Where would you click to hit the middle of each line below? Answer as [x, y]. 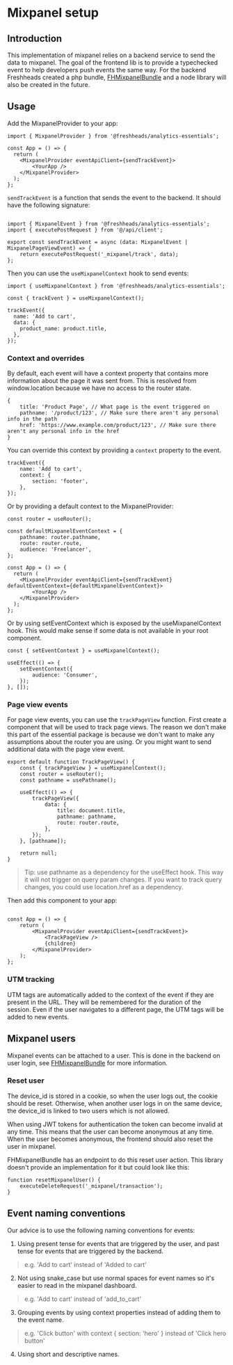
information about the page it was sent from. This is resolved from [102, 381]
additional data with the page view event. [66, 750]
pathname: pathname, [87, 817]
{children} [60, 944]
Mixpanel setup [53, 13]
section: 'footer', [61, 481]
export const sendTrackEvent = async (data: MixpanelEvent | [98, 242]
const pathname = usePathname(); [68, 780]
